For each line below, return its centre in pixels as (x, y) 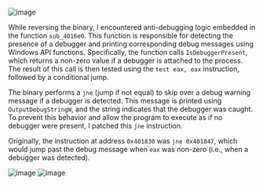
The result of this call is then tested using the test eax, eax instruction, (124, 69)
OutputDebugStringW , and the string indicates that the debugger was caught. (131, 109)
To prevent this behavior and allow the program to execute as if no (115, 117)
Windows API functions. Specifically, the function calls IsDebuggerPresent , (128, 52)
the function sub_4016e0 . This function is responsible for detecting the (121, 36)
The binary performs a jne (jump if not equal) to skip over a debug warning (130, 92)
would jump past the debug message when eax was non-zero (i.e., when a (128, 149)
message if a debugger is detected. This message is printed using (115, 101)
